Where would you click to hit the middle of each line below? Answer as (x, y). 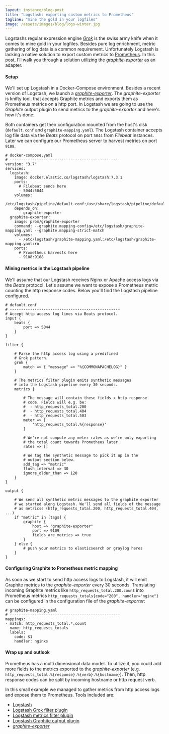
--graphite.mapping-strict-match (69, 231)
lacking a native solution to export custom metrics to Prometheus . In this (80, 55)
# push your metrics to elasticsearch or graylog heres (83, 548)
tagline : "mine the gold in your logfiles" (52, 19)
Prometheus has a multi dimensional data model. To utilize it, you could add (83, 664)
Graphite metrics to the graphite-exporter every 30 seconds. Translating (80, 585)
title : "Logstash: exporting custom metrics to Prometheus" (70, 15)
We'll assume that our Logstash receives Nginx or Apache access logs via (82, 280)
